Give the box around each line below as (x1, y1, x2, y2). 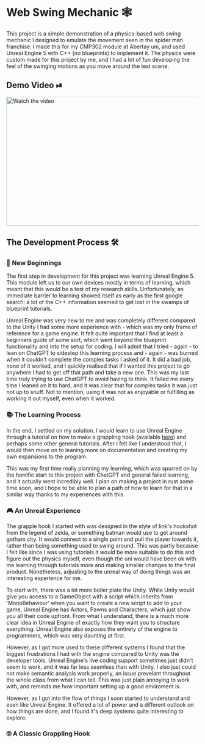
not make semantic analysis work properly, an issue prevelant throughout (6, 670, 191, 677)
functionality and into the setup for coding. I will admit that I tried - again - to (6, 343, 198, 350)
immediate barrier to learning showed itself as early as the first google (6, 292, 183, 299)
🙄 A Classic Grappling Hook (6, 729, 90, 738)
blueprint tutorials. (6, 305, 52, 313)
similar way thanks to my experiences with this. (6, 491, 125, 498)
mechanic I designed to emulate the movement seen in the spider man (6, 36, 183, 43)
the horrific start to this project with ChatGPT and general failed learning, (6, 471, 190, 478)
